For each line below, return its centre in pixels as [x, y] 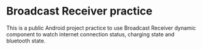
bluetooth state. [26, 41]
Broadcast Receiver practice [79, 11]
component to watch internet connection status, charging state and [90, 34]
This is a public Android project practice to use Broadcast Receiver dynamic [101, 28]
